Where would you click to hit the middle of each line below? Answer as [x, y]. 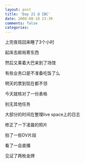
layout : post [18, 9]
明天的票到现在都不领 [26, 84]
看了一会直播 [18, 145]
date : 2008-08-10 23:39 [29, 18]
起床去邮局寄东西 [22, 53]
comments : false [21, 23]
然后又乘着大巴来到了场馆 [30, 63]
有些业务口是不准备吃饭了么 [33, 73]
